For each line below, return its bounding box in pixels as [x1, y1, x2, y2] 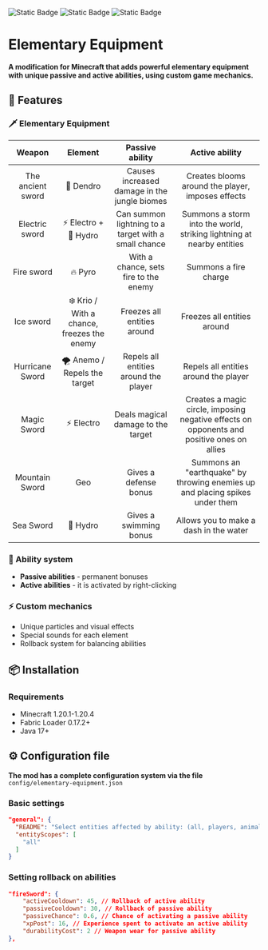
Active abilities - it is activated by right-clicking [19, 580, 177, 589]
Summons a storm [182, 208, 250, 219]
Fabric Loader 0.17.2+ [19, 717, 91, 727]
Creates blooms [186, 170, 246, 182]
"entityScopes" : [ [15, 830, 77, 839]
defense [125, 477, 157, 488]
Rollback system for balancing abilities [19, 639, 147, 649]
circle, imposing [186, 404, 246, 415]
